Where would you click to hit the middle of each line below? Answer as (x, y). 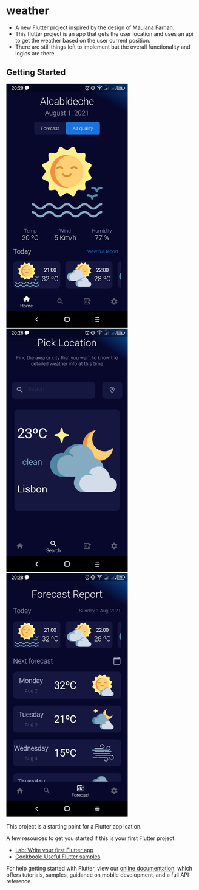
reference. (19, 881)
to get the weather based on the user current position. (83, 40)
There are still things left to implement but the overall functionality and (103, 47)
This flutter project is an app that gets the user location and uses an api (104, 33)
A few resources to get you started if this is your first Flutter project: (91, 838)
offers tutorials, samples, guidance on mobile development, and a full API (98, 875)
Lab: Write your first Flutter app (54, 850)
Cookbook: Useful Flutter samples (58, 857)
